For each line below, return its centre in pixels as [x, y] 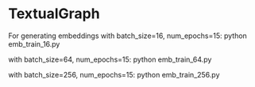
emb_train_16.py [34, 43]
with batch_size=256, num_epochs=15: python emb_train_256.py [114, 74]
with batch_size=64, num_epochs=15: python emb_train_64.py [110, 59]
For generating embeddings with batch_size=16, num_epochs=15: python [128, 36]
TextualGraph [54, 14]
